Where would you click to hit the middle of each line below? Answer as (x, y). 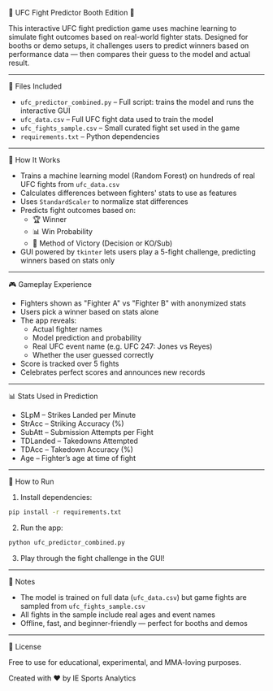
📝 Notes (22, 581)
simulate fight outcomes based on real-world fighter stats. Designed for (128, 37)
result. (19, 63)
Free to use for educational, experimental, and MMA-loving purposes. (125, 662)
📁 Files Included (35, 86)
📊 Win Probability (63, 231)
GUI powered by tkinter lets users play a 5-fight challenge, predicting (138, 252)
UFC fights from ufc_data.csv (70, 184)
